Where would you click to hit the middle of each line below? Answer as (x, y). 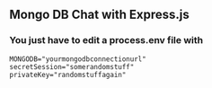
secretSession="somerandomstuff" (72, 66)
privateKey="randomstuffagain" (68, 75)
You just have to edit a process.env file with (106, 40)
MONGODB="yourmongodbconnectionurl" (78, 59)
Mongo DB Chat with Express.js (100, 15)
